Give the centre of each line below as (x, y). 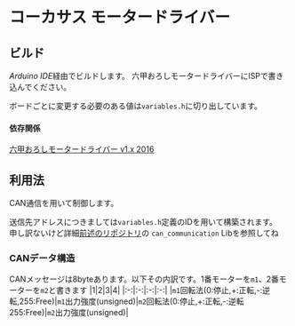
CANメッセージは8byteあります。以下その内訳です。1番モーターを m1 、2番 (144, 279)
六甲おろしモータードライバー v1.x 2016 (82, 149)
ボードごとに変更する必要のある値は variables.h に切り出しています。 (136, 106)
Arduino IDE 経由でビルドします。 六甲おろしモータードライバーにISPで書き (147, 76)
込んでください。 (40, 87)
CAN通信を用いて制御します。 (64, 203)
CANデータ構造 (42, 258)
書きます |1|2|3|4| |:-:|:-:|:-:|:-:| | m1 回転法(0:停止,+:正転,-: (159, 290)
